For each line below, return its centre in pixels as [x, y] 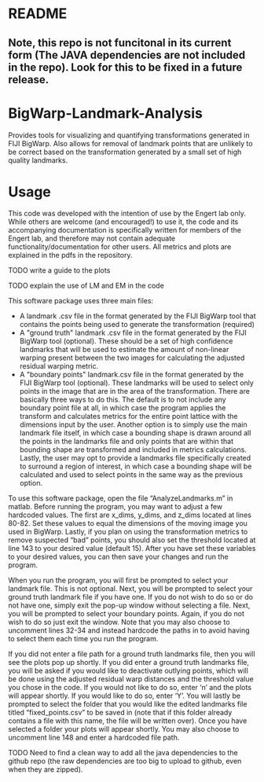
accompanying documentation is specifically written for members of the [125, 230]
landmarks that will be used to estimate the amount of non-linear [124, 350]
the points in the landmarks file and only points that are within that [126, 442]
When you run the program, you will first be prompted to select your [118, 580]
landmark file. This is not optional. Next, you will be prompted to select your [130, 589]
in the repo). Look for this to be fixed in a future [125, 67]
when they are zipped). [46, 769]
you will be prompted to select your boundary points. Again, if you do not [126, 614]
